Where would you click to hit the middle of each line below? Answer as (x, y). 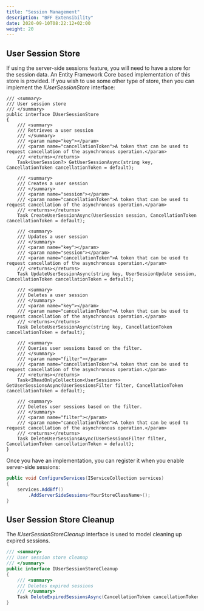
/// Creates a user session (53, 184)
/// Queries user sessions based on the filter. (80, 349)
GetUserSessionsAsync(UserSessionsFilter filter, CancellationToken (95, 386)
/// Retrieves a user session (56, 131)
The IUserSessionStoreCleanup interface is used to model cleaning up (94, 534)
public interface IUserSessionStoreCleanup (62, 568)
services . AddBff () (40, 490)
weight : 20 (20, 29)
